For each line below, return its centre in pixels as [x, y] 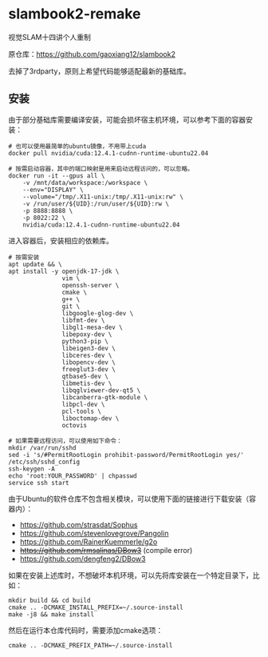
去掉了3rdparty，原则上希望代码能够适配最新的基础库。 [100, 71]
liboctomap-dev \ [91, 418]
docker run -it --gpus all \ [57, 176]
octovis [75, 425]
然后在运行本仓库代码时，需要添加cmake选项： [86, 630]
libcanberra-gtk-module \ [105, 397]
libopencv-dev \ [89, 362]
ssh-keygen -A [32, 469]
